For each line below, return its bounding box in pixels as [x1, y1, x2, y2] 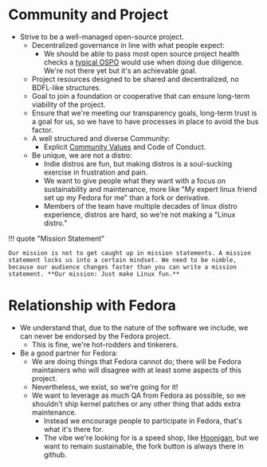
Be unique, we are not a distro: [31, 150, 133, 160]
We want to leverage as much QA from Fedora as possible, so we [31, 390, 246, 400]
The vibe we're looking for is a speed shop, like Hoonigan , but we [43, 433, 259, 442]
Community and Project [8, 6, 169, 24]
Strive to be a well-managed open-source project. [19, 32, 185, 41]
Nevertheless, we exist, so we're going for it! [31, 382, 179, 391]
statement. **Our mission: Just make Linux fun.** [8, 269, 180, 278]
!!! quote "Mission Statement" [8, 233, 105, 243]
